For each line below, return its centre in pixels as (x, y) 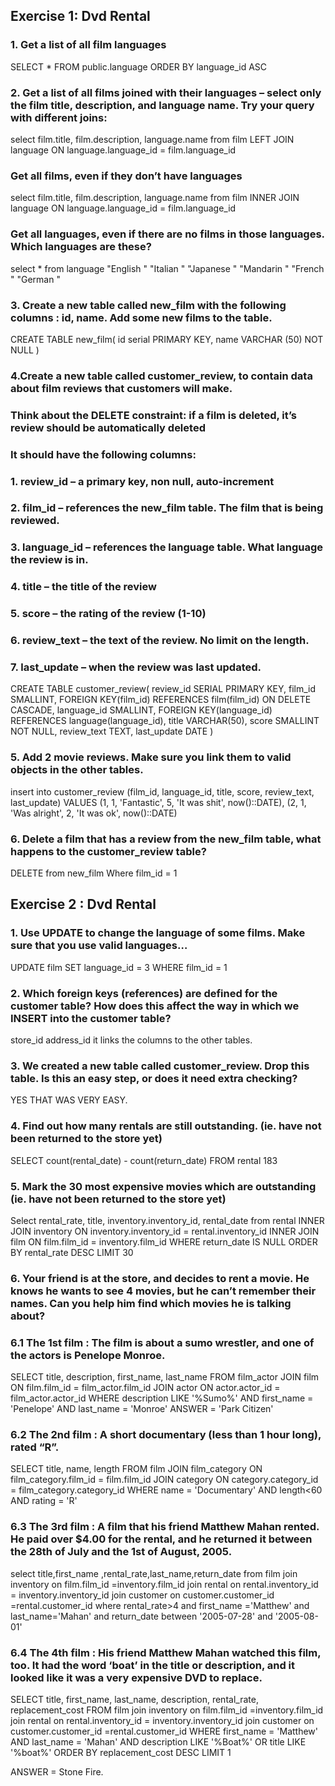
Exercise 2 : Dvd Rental (83, 904)
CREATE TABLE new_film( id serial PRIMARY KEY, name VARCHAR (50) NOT (167, 339)
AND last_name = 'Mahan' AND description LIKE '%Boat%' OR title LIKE (158, 1742)
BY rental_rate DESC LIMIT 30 (72, 1252)
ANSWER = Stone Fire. (57, 1772)
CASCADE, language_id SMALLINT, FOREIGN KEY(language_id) (141, 710)
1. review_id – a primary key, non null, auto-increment (142, 481)
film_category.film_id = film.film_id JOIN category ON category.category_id (164, 1480)
